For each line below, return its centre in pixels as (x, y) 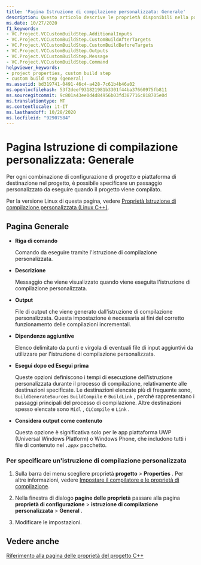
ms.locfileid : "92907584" (38, 118)
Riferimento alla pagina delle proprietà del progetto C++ (75, 556)
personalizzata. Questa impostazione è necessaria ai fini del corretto (99, 318)
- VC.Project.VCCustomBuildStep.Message (57, 56)
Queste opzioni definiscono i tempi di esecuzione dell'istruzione (94, 377)
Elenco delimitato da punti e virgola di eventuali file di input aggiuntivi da (104, 348)
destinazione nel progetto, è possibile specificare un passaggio (84, 183)
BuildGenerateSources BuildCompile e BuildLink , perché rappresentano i (105, 396)
